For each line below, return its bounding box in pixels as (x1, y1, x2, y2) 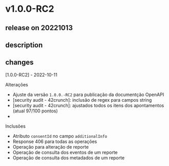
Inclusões (5, 123, 26, 129)
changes (5, 58, 34, 67)
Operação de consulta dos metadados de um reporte (12, 154, 125, 161)
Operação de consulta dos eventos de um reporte (12, 149, 118, 155)
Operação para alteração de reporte (12, 144, 89, 150)
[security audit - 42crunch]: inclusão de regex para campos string (12, 97, 152, 103)
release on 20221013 (5, 23, 73, 32)
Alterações (5, 81, 28, 87)
